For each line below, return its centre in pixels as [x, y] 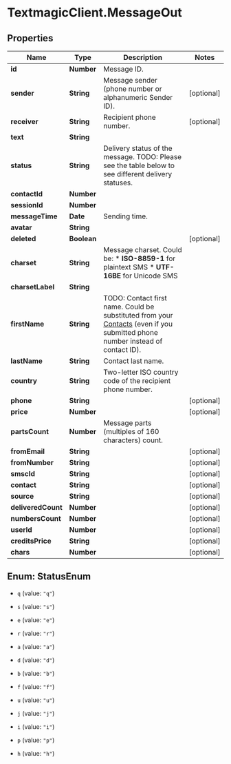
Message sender [130, 80]
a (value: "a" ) [36, 646]
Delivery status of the [137, 148]
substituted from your [138, 315]
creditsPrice [31, 541]
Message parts [127, 423]
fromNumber [32, 463]
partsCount [30, 432]
